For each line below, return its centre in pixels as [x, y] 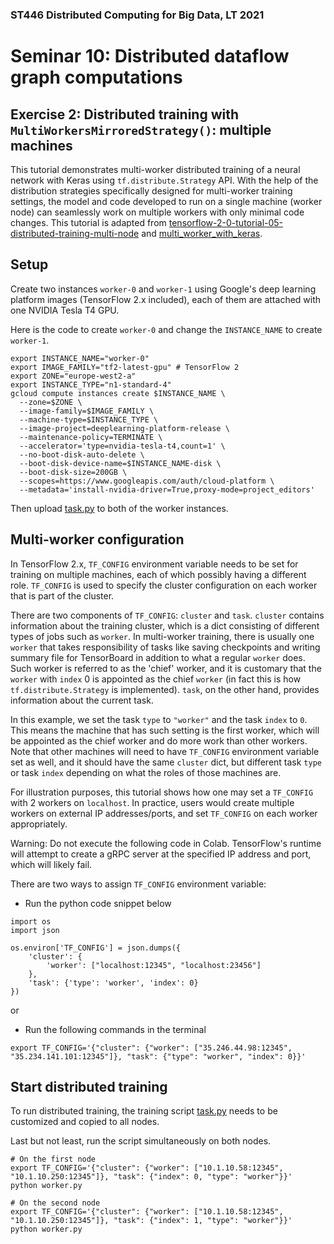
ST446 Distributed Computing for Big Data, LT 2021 [137, 15]
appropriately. [39, 824]
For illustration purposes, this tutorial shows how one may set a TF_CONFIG [162, 792]
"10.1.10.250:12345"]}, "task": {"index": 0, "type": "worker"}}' [151, 1177]
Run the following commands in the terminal [115, 1029]
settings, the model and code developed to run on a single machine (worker [166, 201]
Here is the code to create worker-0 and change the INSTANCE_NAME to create [166, 329]
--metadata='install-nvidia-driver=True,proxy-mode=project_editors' [167, 489]
